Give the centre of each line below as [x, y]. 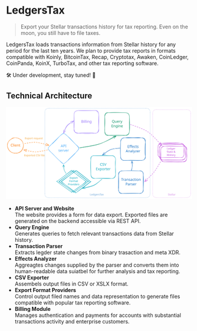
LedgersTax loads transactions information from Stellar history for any [91, 44]
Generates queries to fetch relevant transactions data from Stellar [94, 233]
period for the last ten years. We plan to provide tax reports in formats [91, 50]
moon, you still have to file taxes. [60, 33]
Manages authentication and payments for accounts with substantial [98, 315]
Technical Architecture [49, 96]
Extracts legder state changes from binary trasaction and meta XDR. [98, 252]
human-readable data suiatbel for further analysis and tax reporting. [97, 271]
